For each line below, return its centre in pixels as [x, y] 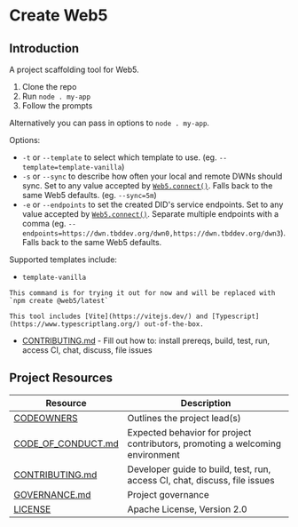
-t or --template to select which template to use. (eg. [119, 157]
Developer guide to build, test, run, [199, 469]
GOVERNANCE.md [52, 494]
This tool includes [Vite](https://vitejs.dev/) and [109, 316]
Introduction [44, 48]
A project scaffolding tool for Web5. [74, 69]
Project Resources [61, 378]
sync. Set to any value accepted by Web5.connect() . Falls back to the [147, 186]
